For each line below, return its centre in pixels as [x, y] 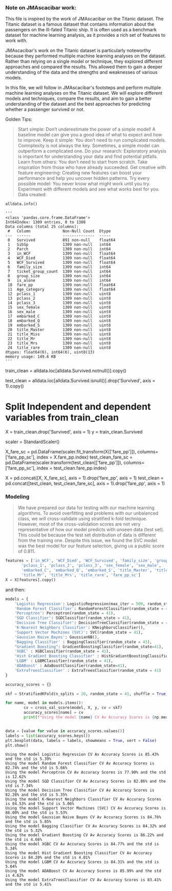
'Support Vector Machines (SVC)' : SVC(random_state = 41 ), [79, 632]
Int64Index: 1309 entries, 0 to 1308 [46, 222]
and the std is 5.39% [28, 759]
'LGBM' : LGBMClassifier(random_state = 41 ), [64, 661]
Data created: [32, 195]
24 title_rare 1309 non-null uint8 [59, 348]
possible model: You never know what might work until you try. [84, 184]
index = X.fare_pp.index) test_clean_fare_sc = [85, 457]
